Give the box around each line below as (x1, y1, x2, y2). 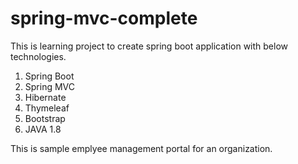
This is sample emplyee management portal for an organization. (10, 142, 273, 154)
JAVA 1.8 (24, 123, 62, 135)
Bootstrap (24, 112, 66, 124)
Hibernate (24, 91, 67, 103)
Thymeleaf (24, 102, 70, 114)
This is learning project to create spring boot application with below (10, 40, 288, 52)
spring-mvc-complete (10, 7, 198, 30)
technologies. (10, 50, 67, 62)
